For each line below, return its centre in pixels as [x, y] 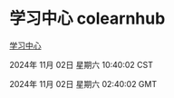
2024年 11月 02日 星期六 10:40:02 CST [82, 64]
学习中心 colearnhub [87, 19]
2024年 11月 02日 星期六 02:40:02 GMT [83, 83]
